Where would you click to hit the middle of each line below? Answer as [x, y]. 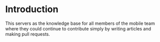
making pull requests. [28, 34]
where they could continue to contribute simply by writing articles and [78, 28]
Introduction [32, 9]
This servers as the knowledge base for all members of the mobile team [80, 23]
